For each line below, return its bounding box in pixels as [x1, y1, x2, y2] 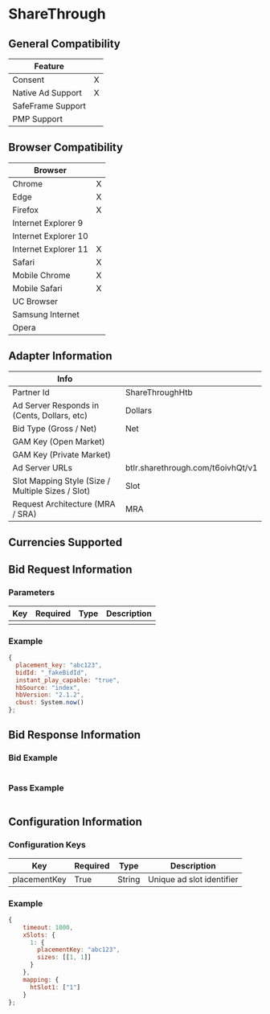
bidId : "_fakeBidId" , [15, 668, 88, 676]
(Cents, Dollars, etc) [12, 409, 88, 421]
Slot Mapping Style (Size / [12, 475, 111, 486]
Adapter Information [8, 349, 112, 363]
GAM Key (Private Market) [12, 449, 111, 460]
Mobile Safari [12, 282, 63, 294]
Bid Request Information [8, 563, 133, 577]
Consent [12, 74, 45, 85]
